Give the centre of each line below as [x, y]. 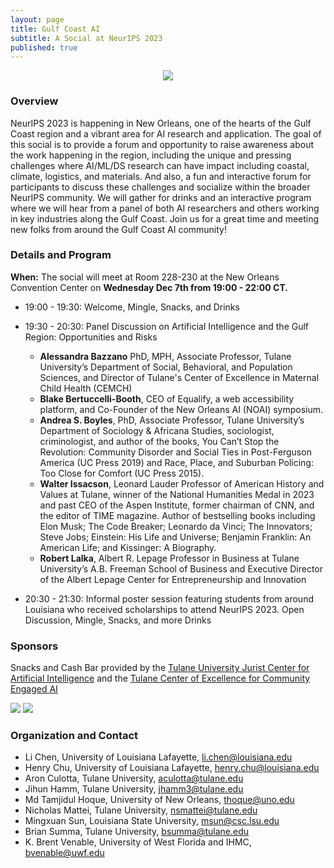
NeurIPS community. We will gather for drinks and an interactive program [161, 197]
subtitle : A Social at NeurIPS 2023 [86, 38]
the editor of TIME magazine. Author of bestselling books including [177, 515]
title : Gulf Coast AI [55, 29]
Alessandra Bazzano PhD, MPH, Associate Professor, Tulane [165, 356]
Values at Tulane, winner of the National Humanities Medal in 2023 [177, 494]
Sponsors [34, 646]
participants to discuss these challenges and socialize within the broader [160, 187]
